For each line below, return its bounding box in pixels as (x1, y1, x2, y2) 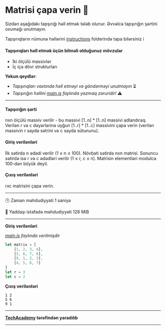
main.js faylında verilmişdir (5, 232, 60, 239)
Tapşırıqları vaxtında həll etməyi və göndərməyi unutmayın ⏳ (12, 83, 137, 89)
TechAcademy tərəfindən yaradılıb (5, 315, 78, 321)
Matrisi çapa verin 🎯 (5, 4, 89, 16)
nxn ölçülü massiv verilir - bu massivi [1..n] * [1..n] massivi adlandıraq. (5, 117, 147, 123)
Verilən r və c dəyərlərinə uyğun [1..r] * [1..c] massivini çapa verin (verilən (5, 123, 154, 128)
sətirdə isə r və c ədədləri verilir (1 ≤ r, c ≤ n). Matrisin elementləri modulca (5, 155, 157, 161)
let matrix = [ (5, 242, 37, 247)
